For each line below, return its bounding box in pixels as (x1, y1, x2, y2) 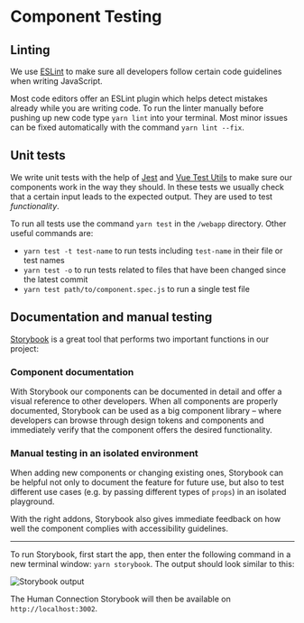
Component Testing (10, 6, 162, 27)
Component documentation (10, 365, 134, 378)
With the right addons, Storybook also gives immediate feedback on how (10, 514, 281, 525)
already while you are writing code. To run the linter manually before (10, 103, 264, 114)
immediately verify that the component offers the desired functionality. (10, 424, 273, 435)
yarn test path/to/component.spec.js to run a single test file (23, 283, 251, 294)
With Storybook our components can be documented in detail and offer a (10, 386, 282, 397)
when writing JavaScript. (10, 76, 103, 87)
